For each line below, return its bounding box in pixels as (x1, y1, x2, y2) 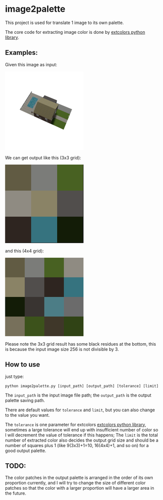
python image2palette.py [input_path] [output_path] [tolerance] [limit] (5, 383, 159, 388)
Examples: (5, 49, 38, 57)
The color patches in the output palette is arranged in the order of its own (5, 475, 153, 481)
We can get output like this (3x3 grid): (5, 154, 82, 160)
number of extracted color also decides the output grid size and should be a (5, 437, 159, 443)
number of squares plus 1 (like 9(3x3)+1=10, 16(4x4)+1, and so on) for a (5, 442, 149, 448)
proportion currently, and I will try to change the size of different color (5, 480, 146, 486)
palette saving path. (5, 397, 45, 403)
